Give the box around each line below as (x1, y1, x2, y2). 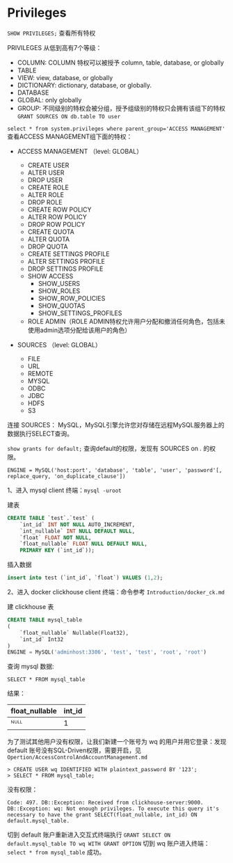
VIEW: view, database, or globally (17, 73, 113, 81)
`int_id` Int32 (19, 635, 64, 643)
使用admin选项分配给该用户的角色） (27, 326, 131, 334)
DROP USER (27, 175, 63, 184)
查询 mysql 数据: (7, 663, 54, 671)
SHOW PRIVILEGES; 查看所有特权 (7, 29, 96, 37)
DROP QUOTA (27, 242, 68, 251)
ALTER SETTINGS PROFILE (27, 257, 106, 265)
